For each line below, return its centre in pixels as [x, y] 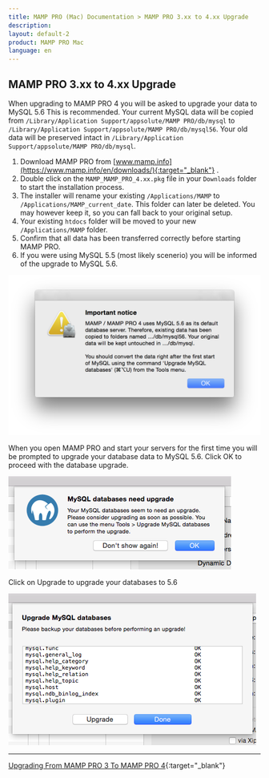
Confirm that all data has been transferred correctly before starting [130, 238]
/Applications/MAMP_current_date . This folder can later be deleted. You [137, 204]
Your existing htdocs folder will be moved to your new [108, 221]
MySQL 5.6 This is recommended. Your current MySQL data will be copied [131, 111]
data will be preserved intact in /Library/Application [96, 137]
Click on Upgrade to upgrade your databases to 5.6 [93, 582]
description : [30, 25]
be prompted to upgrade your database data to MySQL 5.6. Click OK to [125, 456]
